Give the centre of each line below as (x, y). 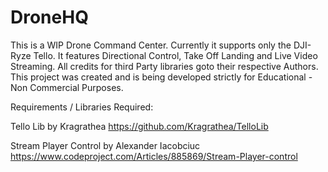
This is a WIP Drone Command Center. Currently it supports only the (151, 45)
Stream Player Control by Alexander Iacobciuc (105, 145)
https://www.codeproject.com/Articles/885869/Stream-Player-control (154, 156)
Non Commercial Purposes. (67, 87)
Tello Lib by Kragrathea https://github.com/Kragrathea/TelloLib (139, 126)
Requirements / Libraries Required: (82, 107)
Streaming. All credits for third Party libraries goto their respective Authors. (164, 66)
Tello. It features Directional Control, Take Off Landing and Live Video (175, 55)
